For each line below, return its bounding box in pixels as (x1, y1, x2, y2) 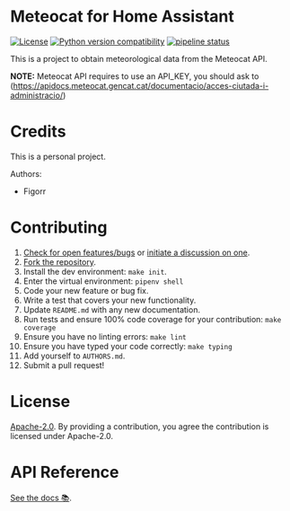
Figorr (22, 186, 47, 197)
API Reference (10, 462, 119, 482)
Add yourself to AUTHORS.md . (22, 350, 126, 361)
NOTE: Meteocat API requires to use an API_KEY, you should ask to (10, 70, 259, 82)
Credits (10, 121, 66, 142)
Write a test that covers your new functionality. (22, 295, 197, 305)
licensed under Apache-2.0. (10, 430, 114, 441)
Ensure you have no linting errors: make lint (22, 330, 187, 342)
